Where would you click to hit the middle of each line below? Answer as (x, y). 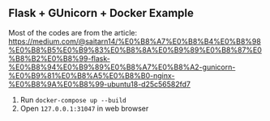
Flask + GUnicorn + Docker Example (101, 13)
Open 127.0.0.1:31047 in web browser (84, 108)
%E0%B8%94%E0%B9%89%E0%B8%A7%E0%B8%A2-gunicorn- (122, 67)
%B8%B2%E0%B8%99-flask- (60, 58)
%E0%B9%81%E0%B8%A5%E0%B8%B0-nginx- (92, 75)
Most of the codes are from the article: (73, 32)
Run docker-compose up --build (73, 99)
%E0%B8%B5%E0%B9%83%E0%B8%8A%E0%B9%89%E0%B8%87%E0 (135, 50)
